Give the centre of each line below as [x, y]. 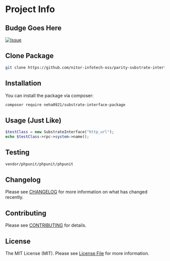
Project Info [30, 9]
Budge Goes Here [33, 28]
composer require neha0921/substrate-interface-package [65, 105]
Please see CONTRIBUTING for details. [46, 225]
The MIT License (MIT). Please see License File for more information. [77, 253]
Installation [23, 84]
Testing [17, 152]
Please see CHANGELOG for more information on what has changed [76, 192]
